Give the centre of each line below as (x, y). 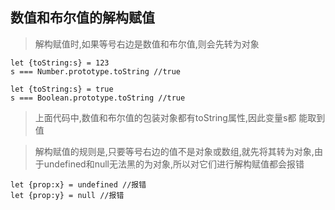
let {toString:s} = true (62, 89)
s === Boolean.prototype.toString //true (98, 98)
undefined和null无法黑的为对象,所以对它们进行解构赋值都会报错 (174, 164)
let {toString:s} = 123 (60, 63)
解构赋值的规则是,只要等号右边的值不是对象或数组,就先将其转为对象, (174, 151)
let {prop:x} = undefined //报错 (78, 184)
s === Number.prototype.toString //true (96, 71)
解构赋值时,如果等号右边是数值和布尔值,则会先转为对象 (147, 44)
